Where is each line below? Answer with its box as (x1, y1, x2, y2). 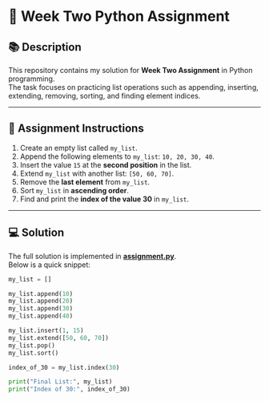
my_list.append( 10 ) (8, 290, 74, 298)
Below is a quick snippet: (8, 260, 90, 269)
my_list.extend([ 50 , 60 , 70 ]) (8, 334, 110, 342)
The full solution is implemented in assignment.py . (8, 251, 177, 261)
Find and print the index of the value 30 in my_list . (19, 194, 190, 204)
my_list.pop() (8, 341, 56, 350)
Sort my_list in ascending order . (19, 185, 130, 195)
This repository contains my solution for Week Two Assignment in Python (8, 66, 253, 75)
